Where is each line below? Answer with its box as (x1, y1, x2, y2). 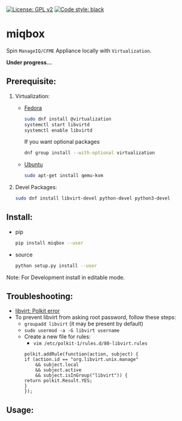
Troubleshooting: (6, 291, 73, 301)
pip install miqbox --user (15, 240, 84, 246)
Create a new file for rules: (24, 333, 91, 340)
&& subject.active (35, 367, 82, 373)
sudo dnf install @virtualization (24, 116, 112, 122)
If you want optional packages (24, 138, 100, 146)
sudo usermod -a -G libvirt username (24, 328, 120, 334)
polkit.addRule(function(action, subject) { (24, 351, 139, 357)
